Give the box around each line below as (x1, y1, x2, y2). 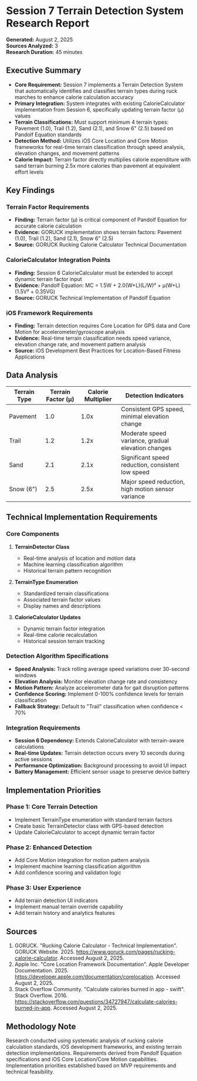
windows (14, 671, 37, 678)
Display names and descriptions (23, 602, 101, 609)
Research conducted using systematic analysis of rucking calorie (6, 1037, 164, 1044)
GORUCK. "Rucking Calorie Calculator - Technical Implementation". (14, 942, 178, 949)
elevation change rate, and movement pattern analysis (14, 341, 147, 348)
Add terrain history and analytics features (14, 910, 116, 917)
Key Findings (6, 185, 55, 195)
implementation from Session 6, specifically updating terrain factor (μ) (14, 106, 185, 113)
